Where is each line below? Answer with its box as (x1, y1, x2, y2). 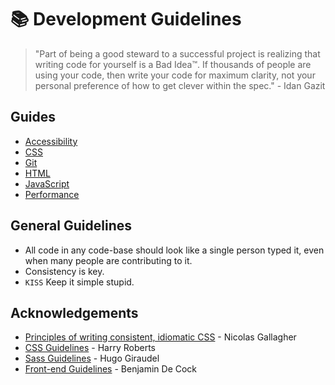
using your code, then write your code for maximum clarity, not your (34, 69, 316, 81)
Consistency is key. (24, 265, 105, 277)
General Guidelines (10, 217, 132, 235)
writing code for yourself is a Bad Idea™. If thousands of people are (34, 58, 312, 70)
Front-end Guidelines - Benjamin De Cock (24, 363, 198, 375)
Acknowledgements (10, 304, 139, 321)
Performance (24, 188, 80, 200)
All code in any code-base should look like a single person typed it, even (24, 244, 325, 256)
